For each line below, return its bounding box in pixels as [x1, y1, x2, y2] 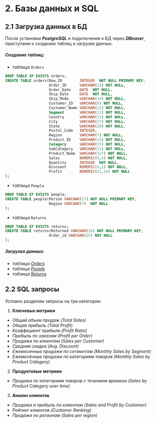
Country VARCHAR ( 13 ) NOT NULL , [48, 115, 126, 119]
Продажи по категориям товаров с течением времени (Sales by [12, 377, 147, 383]
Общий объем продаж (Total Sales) [12, 317, 87, 323]
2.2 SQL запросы [5, 285, 60, 294]
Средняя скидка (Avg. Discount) [12, 343, 79, 349]
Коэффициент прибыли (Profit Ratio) [12, 328, 87, 333]
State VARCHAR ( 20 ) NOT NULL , [48, 123, 126, 129]
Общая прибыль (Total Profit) [12, 322, 73, 328]
